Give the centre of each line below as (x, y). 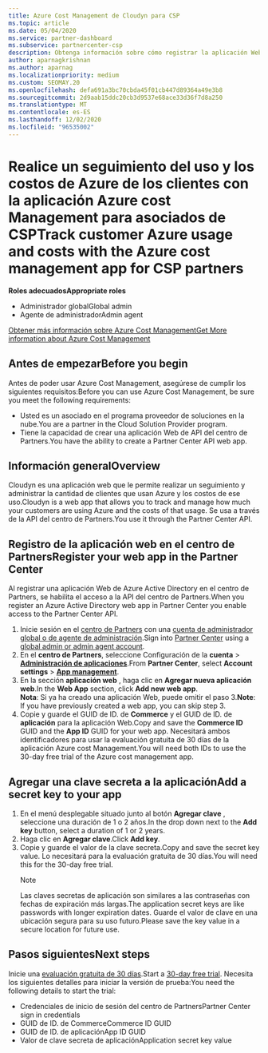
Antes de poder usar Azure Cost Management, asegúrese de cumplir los (127, 383)
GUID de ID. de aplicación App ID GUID (83, 1031)
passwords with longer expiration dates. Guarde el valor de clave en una (138, 912)
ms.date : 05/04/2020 (43, 30)
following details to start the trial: (62, 991)
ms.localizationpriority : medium (64, 75)
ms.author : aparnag (41, 68)
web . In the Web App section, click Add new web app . (108, 689)
